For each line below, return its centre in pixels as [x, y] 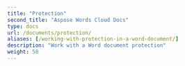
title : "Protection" [37, 13]
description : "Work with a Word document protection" [87, 45]
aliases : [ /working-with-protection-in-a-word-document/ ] [93, 39]
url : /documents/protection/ [49, 33]
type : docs [23, 26]
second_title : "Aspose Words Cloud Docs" [68, 20]
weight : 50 [23, 52]
